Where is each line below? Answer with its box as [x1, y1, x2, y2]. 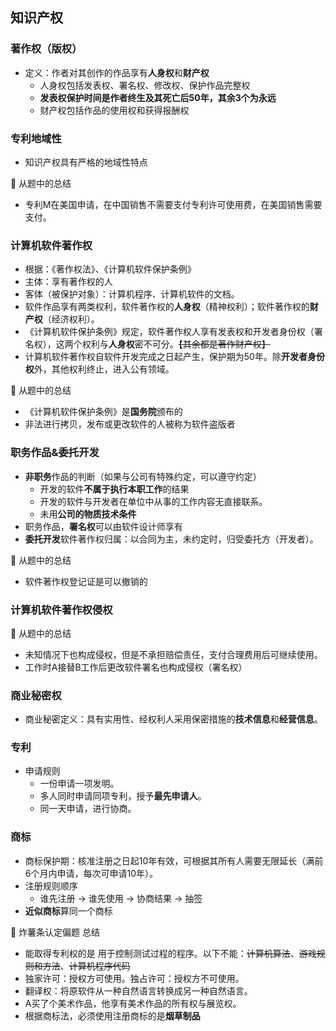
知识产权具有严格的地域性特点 [24, 156, 148, 168]
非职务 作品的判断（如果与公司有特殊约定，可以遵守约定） [24, 470, 262, 482]
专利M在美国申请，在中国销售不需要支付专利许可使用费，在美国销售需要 [24, 198, 323, 210]
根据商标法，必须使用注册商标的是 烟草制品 [24, 1009, 201, 1022]
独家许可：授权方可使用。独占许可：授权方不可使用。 [24, 972, 245, 984]
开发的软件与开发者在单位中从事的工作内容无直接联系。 [39, 495, 268, 507]
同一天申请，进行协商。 [39, 803, 137, 815]
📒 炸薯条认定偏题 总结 [10, 926, 101, 938]
